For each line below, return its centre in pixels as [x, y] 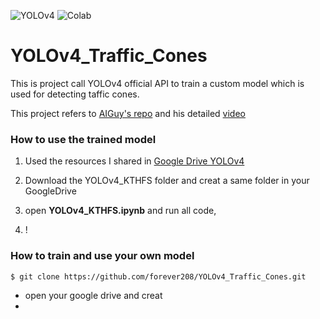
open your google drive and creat [93, 295]
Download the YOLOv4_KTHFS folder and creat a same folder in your [167, 181]
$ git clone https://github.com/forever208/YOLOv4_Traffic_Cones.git [158, 276]
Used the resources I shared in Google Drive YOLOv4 [134, 161]
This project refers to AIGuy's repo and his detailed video [128, 113]
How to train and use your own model [102, 256]
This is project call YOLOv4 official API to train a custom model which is [157, 83]
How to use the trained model [83, 139]
